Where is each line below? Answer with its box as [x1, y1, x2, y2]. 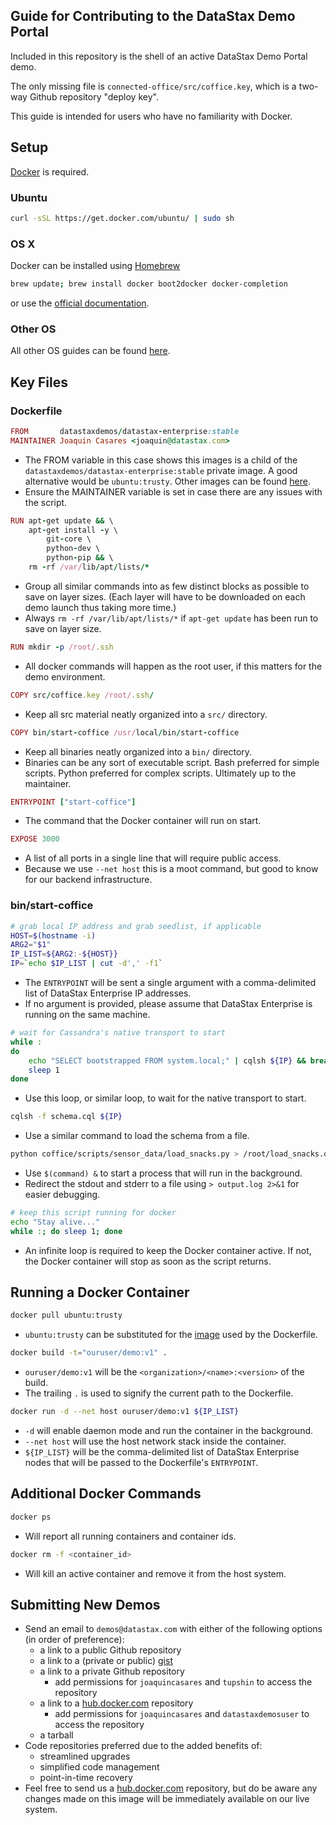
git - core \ [46, 534, 92, 544]
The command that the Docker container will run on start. [24, 815, 262, 827]
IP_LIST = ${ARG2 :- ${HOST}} [10, 949, 118, 959]
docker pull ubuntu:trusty [10, 1310, 123, 1321]
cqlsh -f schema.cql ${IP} [10, 1112, 123, 1122]
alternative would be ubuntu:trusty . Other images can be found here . [24, 475, 311, 487]
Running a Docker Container [10, 1284, 190, 1301]
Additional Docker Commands [10, 1485, 202, 1503]
